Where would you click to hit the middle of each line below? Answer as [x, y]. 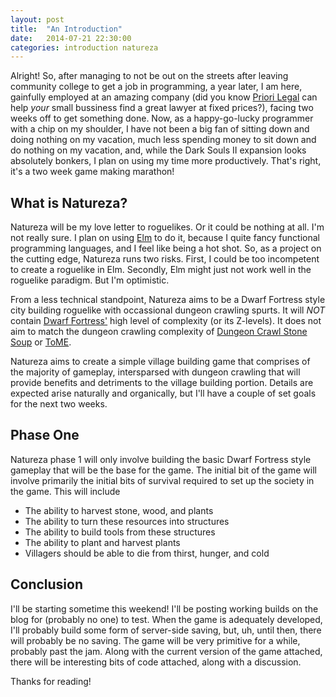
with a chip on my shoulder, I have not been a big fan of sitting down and [160, 129]
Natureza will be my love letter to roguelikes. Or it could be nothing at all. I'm [167, 227]
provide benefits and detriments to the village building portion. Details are [162, 383]
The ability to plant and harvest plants [102, 542]
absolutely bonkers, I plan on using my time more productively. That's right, [166, 161]
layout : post [37, 19]
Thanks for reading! [51, 681]
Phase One [45, 435]
